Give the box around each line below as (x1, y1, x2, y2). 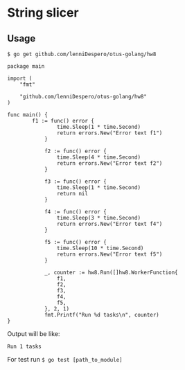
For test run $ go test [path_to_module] (7, 355, 123, 363)
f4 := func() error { (44, 209, 107, 215)
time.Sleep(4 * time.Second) (56, 154, 141, 161)
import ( (7, 75, 33, 82)
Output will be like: (7, 330, 60, 337)
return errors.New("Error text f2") (56, 160, 163, 167)
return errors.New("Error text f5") (56, 251, 163, 258)
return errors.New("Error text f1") (56, 130, 163, 136)
